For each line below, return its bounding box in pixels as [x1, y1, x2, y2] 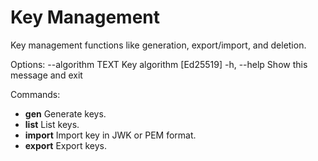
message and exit [10, 69, 83, 81]
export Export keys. [24, 139, 108, 151]
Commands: [10, 88, 61, 100]
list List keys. [24, 118, 80, 130]
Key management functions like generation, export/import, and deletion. [10, 39, 307, 51]
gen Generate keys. [24, 107, 107, 120]
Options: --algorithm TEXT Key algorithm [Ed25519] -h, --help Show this [10, 58, 308, 70]
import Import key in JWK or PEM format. [24, 129, 197, 141]
